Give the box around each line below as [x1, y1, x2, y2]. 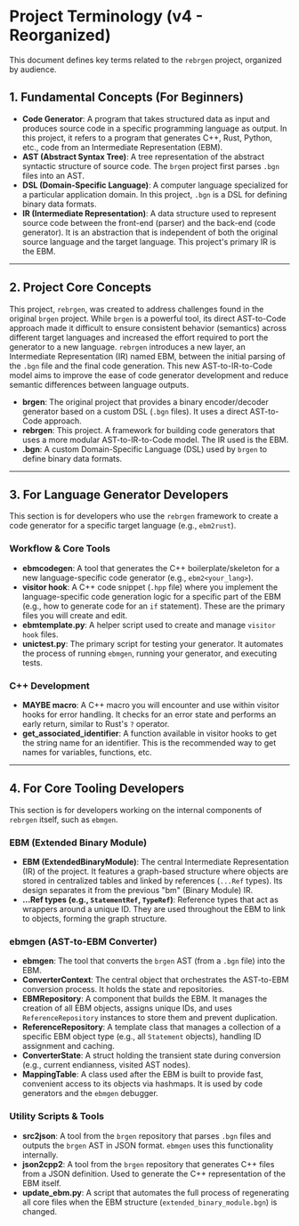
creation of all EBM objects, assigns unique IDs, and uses [21, 1003, 233, 1013]
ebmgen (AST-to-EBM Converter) [9, 936, 158, 948]
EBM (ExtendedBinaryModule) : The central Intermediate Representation [21, 857, 289, 867]
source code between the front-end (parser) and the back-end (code [21, 217, 276, 228]
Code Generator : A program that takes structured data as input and [21, 113, 271, 124]
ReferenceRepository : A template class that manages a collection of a [21, 1021, 281, 1033]
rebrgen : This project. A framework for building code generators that [21, 424, 276, 435]
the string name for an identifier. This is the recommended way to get [21, 737, 277, 748]
